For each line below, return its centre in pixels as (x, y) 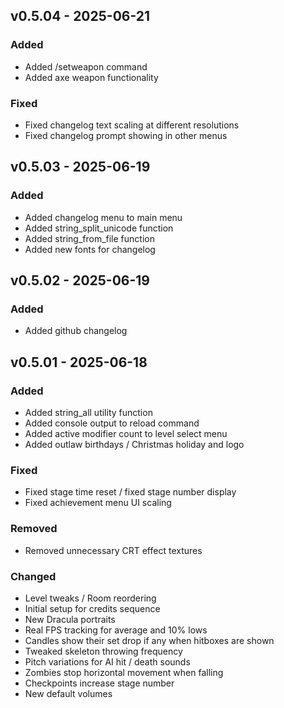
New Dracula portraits (70, 619)
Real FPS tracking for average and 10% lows (116, 630)
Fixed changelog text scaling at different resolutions (132, 125)
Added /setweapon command (86, 66)
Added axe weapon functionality (91, 77)
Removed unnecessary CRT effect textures (113, 550)
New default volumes (68, 693)
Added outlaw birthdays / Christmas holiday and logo (134, 445)
